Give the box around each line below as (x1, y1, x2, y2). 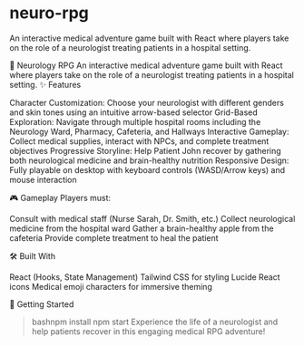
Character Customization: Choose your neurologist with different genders (9, 97, 284, 108)
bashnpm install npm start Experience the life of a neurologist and (31, 316, 279, 327)
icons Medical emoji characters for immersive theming (9, 281, 213, 292)
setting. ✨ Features (9, 79, 82, 90)
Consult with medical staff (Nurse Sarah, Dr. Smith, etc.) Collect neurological (9, 213, 296, 224)
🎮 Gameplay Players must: (9, 192, 112, 203)
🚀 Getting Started (9, 298, 74, 310)
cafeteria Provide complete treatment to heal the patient (9, 232, 220, 243)
